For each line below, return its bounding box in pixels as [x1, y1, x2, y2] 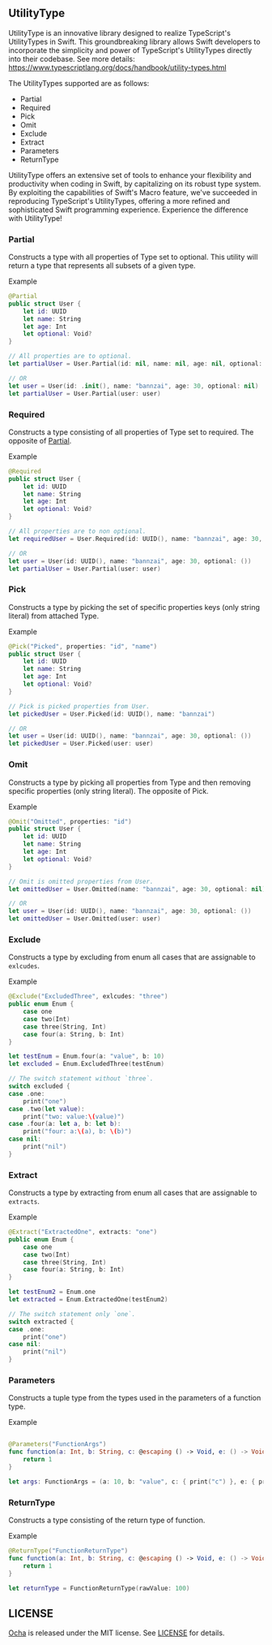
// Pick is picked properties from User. [8, 702, 151, 710]
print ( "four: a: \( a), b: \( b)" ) [23, 1128, 132, 1136]
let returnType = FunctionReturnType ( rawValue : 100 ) [8, 1584, 190, 1592]
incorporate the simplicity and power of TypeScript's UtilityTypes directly [8, 45, 253, 55]
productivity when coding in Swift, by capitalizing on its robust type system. [8, 179, 261, 188]
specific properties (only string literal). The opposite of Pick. [8, 786, 209, 795]
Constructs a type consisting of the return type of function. [8, 1515, 206, 1526]
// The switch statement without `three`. [8, 1075, 154, 1083]
